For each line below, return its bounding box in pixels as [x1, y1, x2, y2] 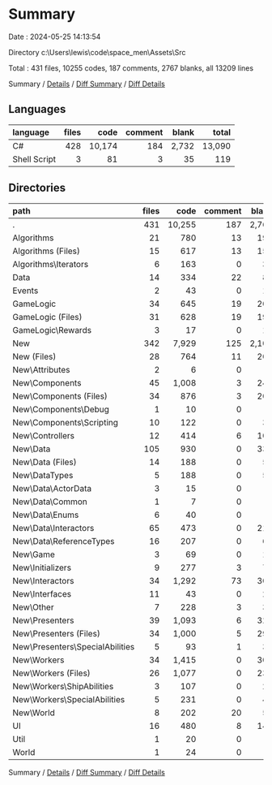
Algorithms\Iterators [12, 258, 89, 270]
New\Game [12, 549, 55, 560]
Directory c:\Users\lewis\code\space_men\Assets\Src [8, 47, 186, 57]
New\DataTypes [12, 469, 74, 481]
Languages [8, 102, 66, 116]
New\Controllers [12, 429, 75, 441]
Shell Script [12, 153, 57, 165]
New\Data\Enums [12, 509, 79, 520]
